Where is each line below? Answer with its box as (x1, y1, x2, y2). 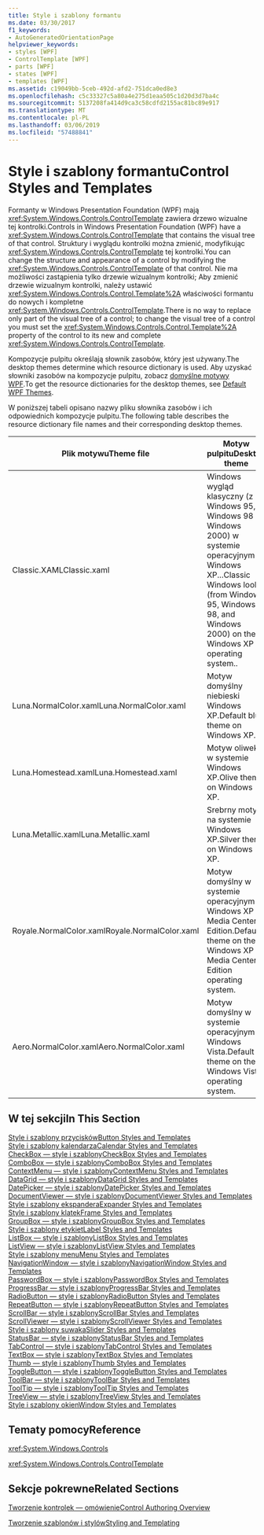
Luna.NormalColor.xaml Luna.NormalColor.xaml (12, 700, 186, 711)
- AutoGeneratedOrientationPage (8, 33, 114, 42)
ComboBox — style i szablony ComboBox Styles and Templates (8, 1158, 213, 1168)
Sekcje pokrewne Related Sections (8, 1482, 179, 1495)
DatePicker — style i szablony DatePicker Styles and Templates (8, 1183, 212, 1192)
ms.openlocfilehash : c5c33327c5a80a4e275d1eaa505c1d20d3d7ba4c (8, 92, 220, 100)
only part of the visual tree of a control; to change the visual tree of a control (8, 314, 255, 323)
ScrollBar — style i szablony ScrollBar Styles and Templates (8, 1309, 200, 1318)
